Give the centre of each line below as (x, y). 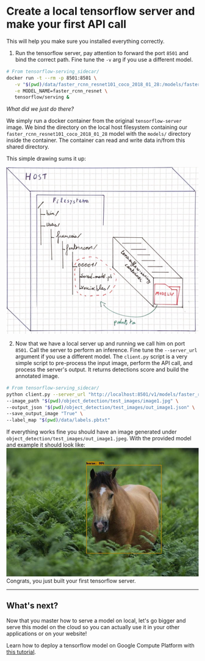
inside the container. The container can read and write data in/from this (96, 140)
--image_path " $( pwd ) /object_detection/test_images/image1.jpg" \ (92, 401)
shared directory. (28, 147)
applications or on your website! (47, 633)
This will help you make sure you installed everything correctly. (85, 41)
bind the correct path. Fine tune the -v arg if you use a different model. (104, 59)
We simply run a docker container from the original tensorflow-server (94, 121)
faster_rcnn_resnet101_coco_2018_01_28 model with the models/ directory (99, 134)
